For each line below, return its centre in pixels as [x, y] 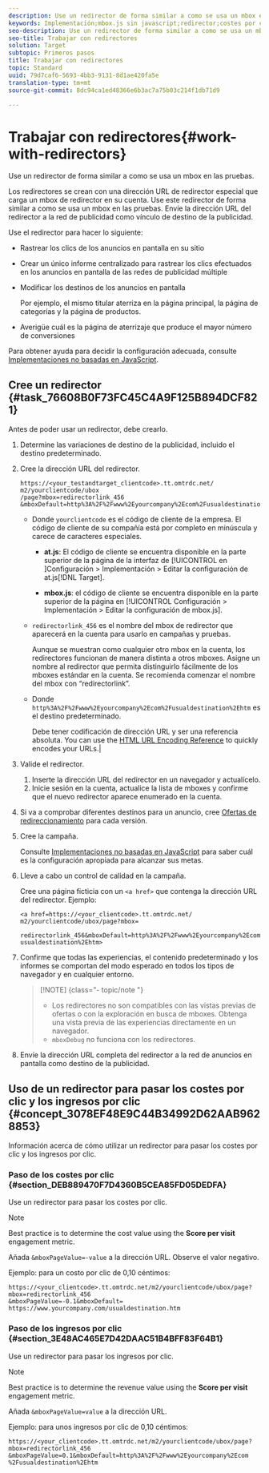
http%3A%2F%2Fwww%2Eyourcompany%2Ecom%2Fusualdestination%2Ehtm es [146, 708]
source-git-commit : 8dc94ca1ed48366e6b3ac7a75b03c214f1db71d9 [114, 90]
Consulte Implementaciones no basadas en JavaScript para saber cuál [137, 852]
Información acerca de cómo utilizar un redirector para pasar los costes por [133, 1145]
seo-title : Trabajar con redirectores [73, 38]
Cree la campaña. [49, 836]
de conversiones [47, 336]
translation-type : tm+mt [50, 83]
